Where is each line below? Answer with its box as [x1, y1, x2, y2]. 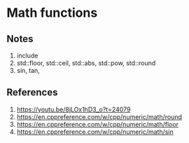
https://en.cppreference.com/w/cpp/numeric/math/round [16, 112, 183, 121]
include [16, 51, 38, 60]
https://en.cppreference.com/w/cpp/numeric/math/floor [16, 120, 179, 128]
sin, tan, [16, 67, 40, 74]
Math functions [6, 5, 98, 21]
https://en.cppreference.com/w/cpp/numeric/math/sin [16, 128, 174, 136]
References [6, 86, 58, 99]
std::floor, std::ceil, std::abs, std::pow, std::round [16, 59, 156, 67]
